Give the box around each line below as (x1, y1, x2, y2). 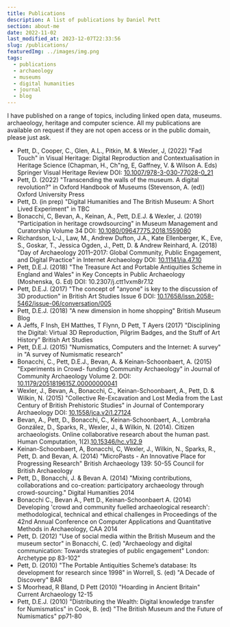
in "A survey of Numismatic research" (16, 350, 123, 358)
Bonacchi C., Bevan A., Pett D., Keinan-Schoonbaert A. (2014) (16, 496, 192, 504)
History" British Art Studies (16, 336, 94, 344)
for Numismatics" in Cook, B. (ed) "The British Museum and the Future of (16, 605, 223, 613)
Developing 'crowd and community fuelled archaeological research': (16, 503, 210, 511)
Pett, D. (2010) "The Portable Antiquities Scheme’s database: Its (16, 561, 197, 569)
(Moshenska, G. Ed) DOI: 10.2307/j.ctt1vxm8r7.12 (16, 278, 154, 285)
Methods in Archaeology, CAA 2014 (16, 525, 118, 533)
